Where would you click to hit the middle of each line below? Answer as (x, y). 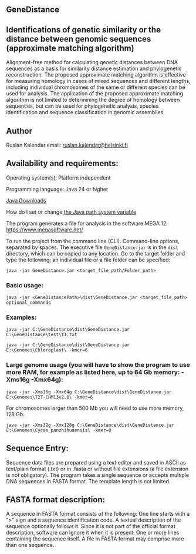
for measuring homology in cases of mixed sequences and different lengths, (98, 81)
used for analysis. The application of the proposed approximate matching (95, 94)
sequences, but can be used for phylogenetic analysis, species (82, 106)
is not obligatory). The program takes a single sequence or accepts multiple (98, 475)
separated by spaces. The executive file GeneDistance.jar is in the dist (92, 247)
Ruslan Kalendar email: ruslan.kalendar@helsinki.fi (67, 145)
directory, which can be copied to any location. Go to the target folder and (96, 253)
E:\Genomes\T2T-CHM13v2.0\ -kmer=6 (50, 397)
